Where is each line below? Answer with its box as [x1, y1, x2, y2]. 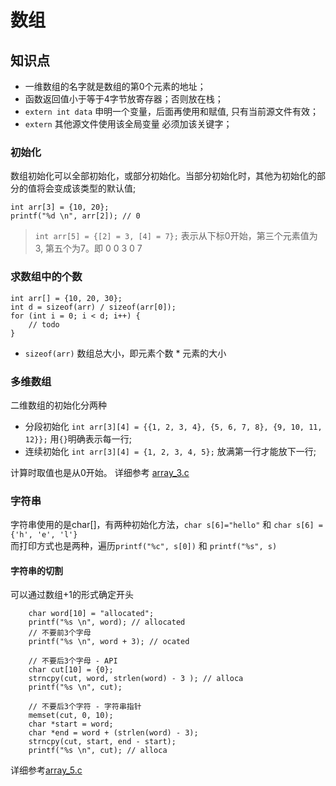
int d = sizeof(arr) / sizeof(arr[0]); [10, 302, 177, 312]
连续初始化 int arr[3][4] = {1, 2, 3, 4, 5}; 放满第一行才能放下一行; [24, 445, 317, 457]
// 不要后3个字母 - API [28, 656, 118, 666]
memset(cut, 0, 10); [28, 711, 114, 721]
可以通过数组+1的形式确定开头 [10, 589, 134, 601]
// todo [28, 319, 60, 330]
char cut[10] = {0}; [28, 665, 114, 675]
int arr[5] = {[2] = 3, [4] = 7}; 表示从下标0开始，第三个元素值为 [34, 230, 318, 242]
